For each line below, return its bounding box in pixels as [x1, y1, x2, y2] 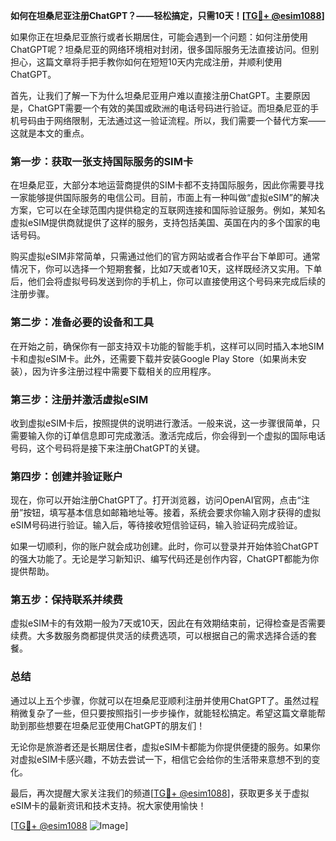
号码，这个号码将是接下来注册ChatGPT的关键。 [10, 442, 206, 454]
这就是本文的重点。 [10, 127, 90, 139]
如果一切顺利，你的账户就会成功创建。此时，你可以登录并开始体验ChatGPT [10, 540, 320, 553]
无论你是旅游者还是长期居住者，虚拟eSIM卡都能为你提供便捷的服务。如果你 [10, 740, 321, 753]
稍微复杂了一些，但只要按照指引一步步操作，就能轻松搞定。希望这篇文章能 [10, 707, 317, 719]
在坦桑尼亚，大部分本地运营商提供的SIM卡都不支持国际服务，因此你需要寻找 [10, 179, 325, 191]
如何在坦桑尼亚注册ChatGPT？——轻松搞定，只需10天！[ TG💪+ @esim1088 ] [10, 10, 325, 21]
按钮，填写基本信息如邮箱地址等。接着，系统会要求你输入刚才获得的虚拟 [23, 507, 322, 519]
